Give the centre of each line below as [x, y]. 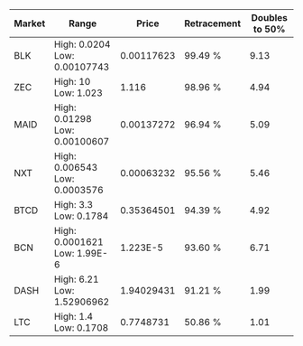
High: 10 [72, 82]
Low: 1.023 [78, 93]
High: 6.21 [76, 279]
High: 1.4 [73, 317]
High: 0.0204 [82, 44]
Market [30, 23]
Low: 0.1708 [81, 327]
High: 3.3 [73, 205]
